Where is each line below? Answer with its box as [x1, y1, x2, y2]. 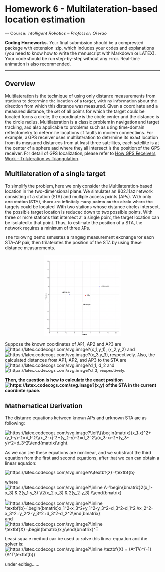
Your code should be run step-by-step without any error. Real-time [5, 55, 140, 61]
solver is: [5, 541, 24, 547]
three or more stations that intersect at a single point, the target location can [5, 214, 160, 220]
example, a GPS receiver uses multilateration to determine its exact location [5, 135, 158, 140]
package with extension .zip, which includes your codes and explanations [5, 45, 154, 51]
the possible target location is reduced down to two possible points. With [5, 209, 153, 215]
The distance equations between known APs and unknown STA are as [5, 415, 147, 421]
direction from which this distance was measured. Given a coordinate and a [5, 103, 158, 109]
